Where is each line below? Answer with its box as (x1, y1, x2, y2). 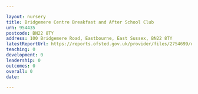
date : (6, 74, 19, 80)
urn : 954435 (6, 25, 35, 31)
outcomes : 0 (6, 63, 35, 69)
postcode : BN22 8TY (6, 30, 54, 36)
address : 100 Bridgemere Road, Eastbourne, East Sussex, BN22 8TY (6, 36, 173, 42)
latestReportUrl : (6, 41, 49, 47)
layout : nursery (6, 14, 46, 19)
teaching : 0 (6, 46, 35, 53)
